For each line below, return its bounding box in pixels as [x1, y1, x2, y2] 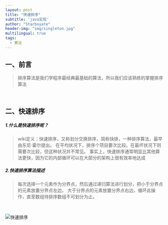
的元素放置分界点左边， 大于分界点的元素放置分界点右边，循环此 [17, 187, 151, 193]
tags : [5, 36, 17, 41]
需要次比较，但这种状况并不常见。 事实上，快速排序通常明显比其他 [17, 148, 156, 154]
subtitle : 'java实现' [5, 17, 49, 22]
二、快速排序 [5, 107, 45, 115]
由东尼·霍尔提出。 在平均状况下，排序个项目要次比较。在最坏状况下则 [17, 142, 161, 148]
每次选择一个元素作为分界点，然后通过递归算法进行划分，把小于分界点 [17, 181, 163, 187]
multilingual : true [5, 31, 46, 36]
